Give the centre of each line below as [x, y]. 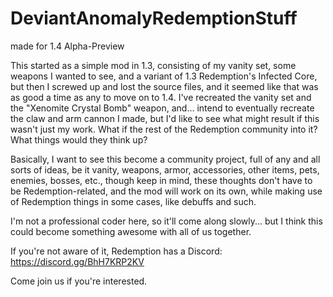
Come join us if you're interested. [79, 281]
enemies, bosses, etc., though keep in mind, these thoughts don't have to [161, 180]
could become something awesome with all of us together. [131, 231]
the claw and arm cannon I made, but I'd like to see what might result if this [165, 118]
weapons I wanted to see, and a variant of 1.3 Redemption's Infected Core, [164, 76]
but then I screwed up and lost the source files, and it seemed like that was [164, 86]
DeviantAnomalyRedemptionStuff [154, 18]
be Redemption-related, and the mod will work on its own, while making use [166, 191]
